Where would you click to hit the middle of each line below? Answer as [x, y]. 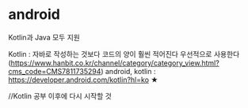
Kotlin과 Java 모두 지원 [44, 37]
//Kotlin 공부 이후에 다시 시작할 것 [60, 95]
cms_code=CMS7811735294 [55, 71]
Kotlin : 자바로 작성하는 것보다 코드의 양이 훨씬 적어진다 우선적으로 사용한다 [124, 54]
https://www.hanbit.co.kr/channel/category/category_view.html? [115, 63]
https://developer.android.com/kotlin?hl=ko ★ [83, 80]
